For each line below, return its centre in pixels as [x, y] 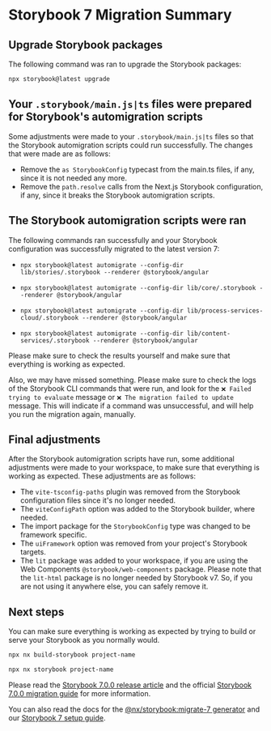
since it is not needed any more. [74, 178]
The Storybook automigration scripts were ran [127, 221]
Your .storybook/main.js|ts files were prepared [130, 104]
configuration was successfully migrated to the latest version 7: [114, 249]
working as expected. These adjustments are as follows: [102, 476]
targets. [33, 552]
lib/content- [209, 334]
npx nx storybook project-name [61, 669]
